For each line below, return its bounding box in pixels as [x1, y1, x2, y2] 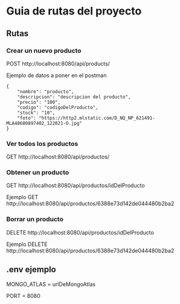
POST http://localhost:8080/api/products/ [6, 60, 111, 67]
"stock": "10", [17, 110, 56, 116]
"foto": [17, 115, 36, 121]
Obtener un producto [6, 168, 69, 177]
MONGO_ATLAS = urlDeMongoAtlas [6, 280, 95, 288]
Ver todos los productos [6, 139, 79, 148]
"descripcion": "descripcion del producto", [17, 93, 131, 100]
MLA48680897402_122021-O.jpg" [6, 120, 83, 126]
